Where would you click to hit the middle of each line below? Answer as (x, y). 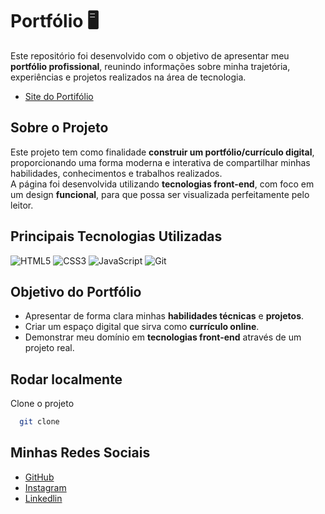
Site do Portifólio (59, 96)
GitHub (39, 477)
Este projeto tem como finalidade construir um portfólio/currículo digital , (162, 152)
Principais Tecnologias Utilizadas (116, 236)
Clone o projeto (42, 404)
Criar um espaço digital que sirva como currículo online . (142, 327)
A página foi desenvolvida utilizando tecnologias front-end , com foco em (162, 184)
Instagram (45, 487)
